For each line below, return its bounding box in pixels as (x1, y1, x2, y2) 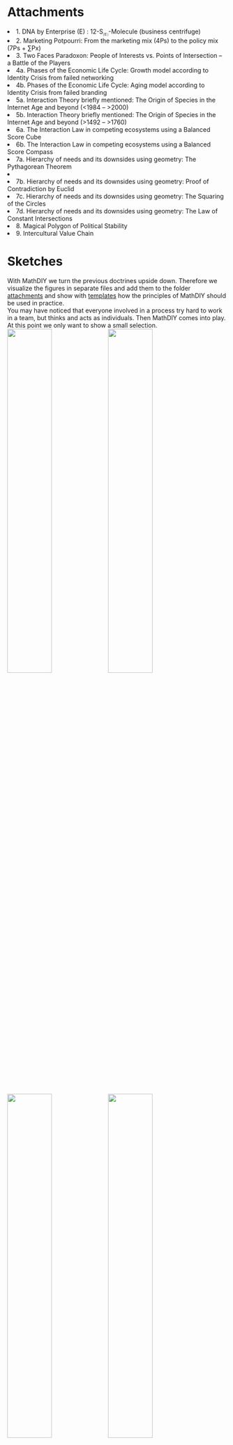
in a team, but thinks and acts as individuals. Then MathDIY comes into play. (7, 313, 226, 321)
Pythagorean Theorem (7, 162, 72, 171)
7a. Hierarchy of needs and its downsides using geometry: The (16, 155, 197, 163)
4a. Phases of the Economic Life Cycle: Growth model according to (16, 66, 209, 74)
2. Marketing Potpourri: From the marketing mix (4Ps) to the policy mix (16, 36, 218, 45)
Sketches (7, 253, 63, 269)
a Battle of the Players (7, 59, 71, 67)
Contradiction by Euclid (7, 184, 75, 192)
